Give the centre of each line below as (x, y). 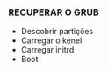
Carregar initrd (47, 50)
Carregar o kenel (51, 40)
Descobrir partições (57, 32)
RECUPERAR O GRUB (54, 12)
